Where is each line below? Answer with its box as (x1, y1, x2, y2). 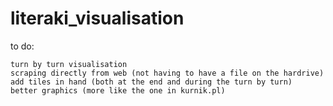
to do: (10, 40, 35, 52)
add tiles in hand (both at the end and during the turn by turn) (10, 77, 293, 87)
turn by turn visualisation (10, 59, 128, 69)
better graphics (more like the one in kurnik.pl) (10, 85, 226, 96)
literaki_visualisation (10, 7, 185, 30)
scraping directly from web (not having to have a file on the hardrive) (10, 68, 325, 78)
